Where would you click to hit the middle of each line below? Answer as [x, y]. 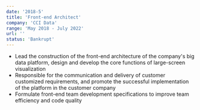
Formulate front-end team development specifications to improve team [102, 94]
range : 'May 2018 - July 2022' [45, 28]
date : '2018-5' [25, 12]
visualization [30, 69]
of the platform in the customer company [65, 88]
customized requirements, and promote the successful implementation [102, 81]
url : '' [16, 34]
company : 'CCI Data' [32, 23]
